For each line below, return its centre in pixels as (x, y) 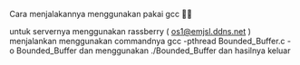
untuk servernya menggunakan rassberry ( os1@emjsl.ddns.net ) (131, 31)
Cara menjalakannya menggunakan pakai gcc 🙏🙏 (101, 14)
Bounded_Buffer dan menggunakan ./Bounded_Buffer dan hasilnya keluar (154, 51)
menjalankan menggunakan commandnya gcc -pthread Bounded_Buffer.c (147, 41)
